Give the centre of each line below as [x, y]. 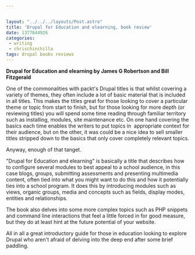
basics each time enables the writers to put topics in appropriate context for [98, 126]
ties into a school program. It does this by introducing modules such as [91, 185]
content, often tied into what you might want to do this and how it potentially [97, 180]
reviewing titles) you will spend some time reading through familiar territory [96, 113]
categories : [20, 38]
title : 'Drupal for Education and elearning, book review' [79, 27]
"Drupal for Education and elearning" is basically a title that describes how [95, 161]
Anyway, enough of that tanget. [44, 149]
